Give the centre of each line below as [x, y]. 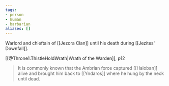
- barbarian [18, 24]
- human [13, 19]
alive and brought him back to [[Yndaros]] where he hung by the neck [91, 73]
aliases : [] [18, 29]
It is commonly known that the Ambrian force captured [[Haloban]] [88, 68]
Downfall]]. [17, 49]
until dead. [29, 79]
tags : [11, 10]
